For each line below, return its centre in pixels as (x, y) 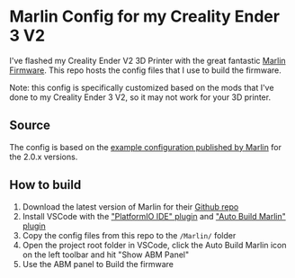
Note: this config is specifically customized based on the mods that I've (142, 87)
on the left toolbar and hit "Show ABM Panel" (106, 255)
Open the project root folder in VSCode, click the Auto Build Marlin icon (154, 245)
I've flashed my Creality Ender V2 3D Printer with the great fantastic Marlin (147, 60)
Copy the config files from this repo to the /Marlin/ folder (129, 235)
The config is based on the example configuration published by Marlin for (145, 147)
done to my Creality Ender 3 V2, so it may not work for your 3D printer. (140, 97)
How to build (45, 185)
